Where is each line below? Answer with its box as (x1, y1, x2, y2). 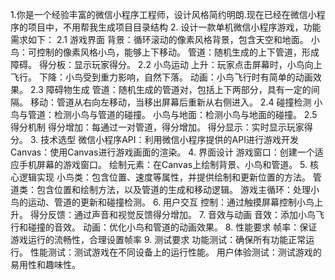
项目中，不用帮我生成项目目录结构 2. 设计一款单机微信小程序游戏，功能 (27, 21, 322, 33)
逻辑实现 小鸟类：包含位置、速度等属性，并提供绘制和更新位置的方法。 (18, 171, 311, 183)
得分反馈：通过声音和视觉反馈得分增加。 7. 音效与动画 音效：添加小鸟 (29, 209, 316, 220)
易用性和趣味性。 (10, 259, 81, 270)
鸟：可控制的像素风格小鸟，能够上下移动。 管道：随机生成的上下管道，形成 (10, 46, 320, 58)
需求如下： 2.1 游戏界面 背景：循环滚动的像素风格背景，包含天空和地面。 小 (10, 34, 320, 45)
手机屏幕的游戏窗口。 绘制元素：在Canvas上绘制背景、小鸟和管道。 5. (18, 159, 308, 170)
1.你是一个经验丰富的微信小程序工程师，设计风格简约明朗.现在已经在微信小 (10, 9, 317, 20)
